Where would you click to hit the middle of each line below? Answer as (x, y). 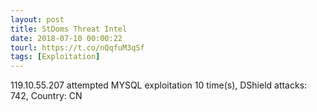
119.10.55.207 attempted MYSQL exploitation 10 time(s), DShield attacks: (159, 85)
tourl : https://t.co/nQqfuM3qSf (77, 47)
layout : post (37, 19)
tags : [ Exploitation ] (55, 57)
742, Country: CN (46, 96)
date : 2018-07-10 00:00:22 (66, 38)
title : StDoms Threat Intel (69, 29)
